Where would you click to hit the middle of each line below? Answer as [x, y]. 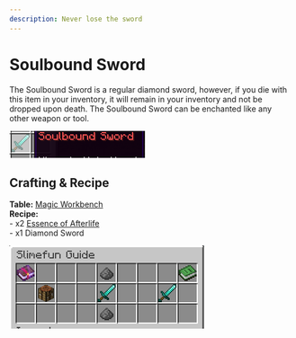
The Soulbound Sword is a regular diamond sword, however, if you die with [148, 89]
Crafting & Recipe [59, 183]
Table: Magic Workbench [56, 205]
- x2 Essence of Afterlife [54, 224]
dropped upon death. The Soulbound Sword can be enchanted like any [141, 109]
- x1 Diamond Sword [47, 233]
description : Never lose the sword [76, 19]
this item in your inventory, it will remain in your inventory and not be [136, 99]
